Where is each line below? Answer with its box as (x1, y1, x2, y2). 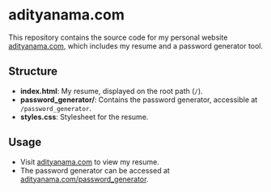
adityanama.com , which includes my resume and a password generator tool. (8, 41, 264, 50)
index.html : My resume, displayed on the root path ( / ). (19, 86, 204, 96)
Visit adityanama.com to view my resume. (19, 156, 159, 167)
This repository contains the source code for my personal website (8, 32, 228, 42)
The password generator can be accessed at (19, 165, 170, 175)
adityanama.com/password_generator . (19, 174, 149, 184)
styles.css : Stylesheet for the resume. (19, 112, 149, 122)
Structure (8, 65, 58, 79)
